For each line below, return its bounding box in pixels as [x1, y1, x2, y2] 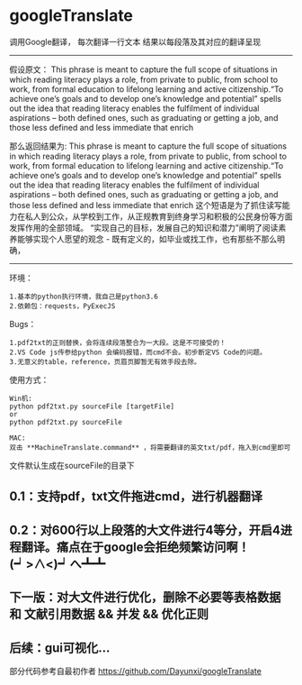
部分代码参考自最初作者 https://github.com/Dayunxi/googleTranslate [9, 665, 262, 676]
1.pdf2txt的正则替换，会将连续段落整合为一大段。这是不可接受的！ [9, 338, 226, 347]
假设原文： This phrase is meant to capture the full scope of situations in [9, 64, 278, 75]
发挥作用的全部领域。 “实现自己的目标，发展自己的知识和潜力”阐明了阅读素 [9, 222, 287, 233]
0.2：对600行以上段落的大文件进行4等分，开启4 [9, 522, 281, 537]
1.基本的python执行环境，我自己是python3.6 [9, 292, 159, 301]
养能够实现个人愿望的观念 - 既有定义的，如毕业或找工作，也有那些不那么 [9, 233, 278, 244]
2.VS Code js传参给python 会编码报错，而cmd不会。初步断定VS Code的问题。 [9, 348, 267, 357]
